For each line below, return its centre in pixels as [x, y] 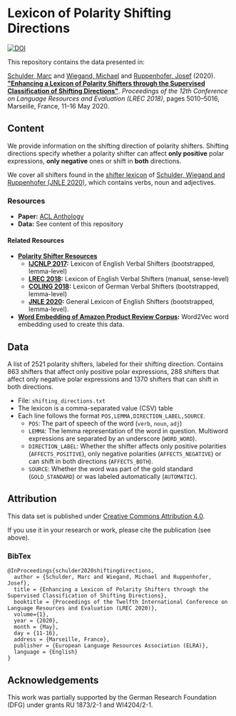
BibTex [19, 556]
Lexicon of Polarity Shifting [89, 13]
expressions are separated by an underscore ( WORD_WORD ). [113, 439]
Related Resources [36, 240]
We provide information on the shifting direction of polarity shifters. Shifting [118, 146]
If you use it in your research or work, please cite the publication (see [109, 530]
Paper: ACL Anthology [51, 216]
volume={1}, [32, 615]
